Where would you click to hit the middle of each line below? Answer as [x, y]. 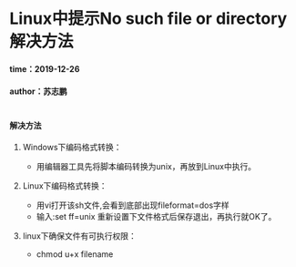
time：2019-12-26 [45, 68]
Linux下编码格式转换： [65, 186]
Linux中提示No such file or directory [148, 19]
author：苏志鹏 [39, 91]
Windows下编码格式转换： [72, 148]
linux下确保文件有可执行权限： [79, 236]
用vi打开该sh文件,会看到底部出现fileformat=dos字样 [133, 205]
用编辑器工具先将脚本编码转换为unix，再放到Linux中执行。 [146, 167]
